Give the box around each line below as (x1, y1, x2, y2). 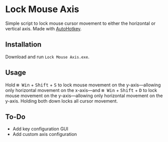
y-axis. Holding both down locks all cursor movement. (5, 98, 118, 104)
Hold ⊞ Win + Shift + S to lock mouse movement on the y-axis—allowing (5, 82, 161, 88)
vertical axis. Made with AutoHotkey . (5, 25, 82, 31)
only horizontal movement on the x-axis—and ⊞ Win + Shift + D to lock (5, 87, 157, 93)
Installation (5, 40, 42, 49)
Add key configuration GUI (12, 126, 69, 132)
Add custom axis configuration (12, 131, 77, 137)
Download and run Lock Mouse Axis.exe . (5, 54, 90, 60)
